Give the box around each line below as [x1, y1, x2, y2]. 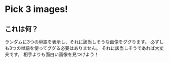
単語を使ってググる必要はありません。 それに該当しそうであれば [20, 45, 155, 51]
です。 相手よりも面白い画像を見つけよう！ [9, 51, 99, 57]
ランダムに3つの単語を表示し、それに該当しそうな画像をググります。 [5, 39, 149, 44]
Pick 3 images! [5, 3, 68, 15]
